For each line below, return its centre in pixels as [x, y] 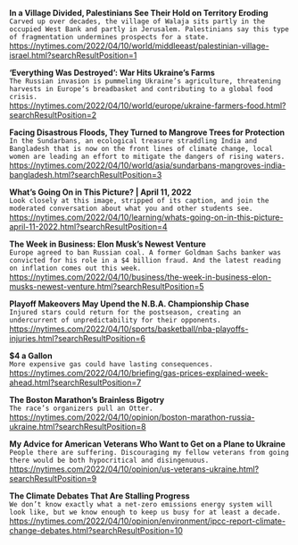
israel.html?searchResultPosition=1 [73, 55]
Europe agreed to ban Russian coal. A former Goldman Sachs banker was [145, 253]
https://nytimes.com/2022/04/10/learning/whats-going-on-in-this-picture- [146, 217]
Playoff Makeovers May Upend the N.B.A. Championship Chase [129, 304]
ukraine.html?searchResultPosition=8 [78, 427]
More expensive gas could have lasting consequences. [112, 365]
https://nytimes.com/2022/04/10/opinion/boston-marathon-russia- [132, 417]
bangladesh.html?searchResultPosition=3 [86, 175]
